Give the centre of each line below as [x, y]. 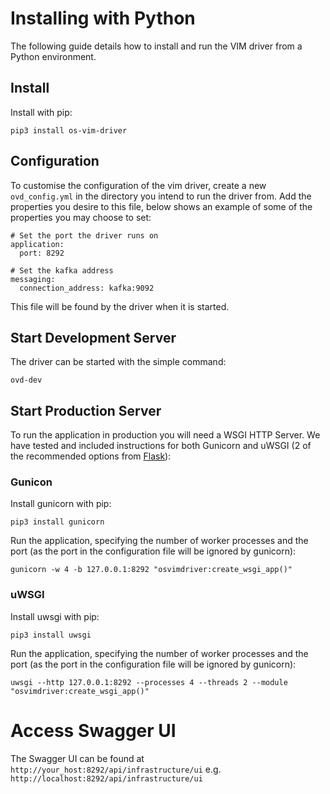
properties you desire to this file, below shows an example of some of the [161, 206]
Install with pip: [41, 112]
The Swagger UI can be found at [77, 758]
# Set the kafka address [62, 270]
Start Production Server [86, 410]
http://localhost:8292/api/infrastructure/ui [106, 778]
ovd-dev [26, 380]
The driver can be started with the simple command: [118, 362]
